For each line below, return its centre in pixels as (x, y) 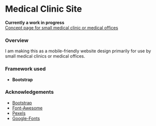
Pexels (19, 113)
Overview (17, 40)
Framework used (26, 69)
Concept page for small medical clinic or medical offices (62, 27)
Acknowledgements (29, 92)
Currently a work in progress (35, 22)
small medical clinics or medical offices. (45, 56)
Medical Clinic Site (43, 9)
